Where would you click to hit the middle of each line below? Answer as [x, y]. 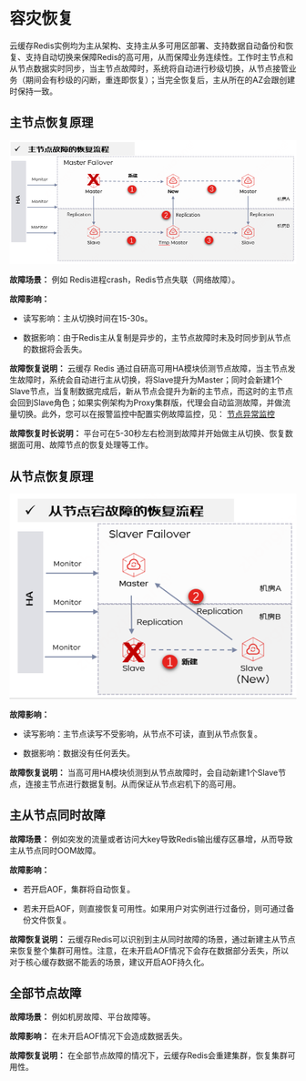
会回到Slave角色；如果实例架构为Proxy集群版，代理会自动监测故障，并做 [146, 403]
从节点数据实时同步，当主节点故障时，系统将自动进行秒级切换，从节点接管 [149, 68]
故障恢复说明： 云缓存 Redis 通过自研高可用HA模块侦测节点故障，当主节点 [149, 369]
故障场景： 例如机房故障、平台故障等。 [82, 1017]
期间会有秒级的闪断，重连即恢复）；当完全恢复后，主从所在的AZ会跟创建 [160, 79]
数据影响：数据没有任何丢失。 [78, 753]
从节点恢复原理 [51, 476]
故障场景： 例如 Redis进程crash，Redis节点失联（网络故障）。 [125, 280]
